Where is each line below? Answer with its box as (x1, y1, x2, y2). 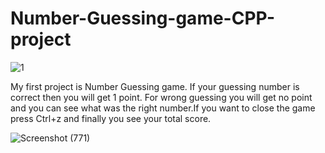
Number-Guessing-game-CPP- (10, 7, 276, 30)
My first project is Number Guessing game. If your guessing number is (10, 80, 300, 92)
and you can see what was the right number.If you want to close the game (10, 102, 316, 114)
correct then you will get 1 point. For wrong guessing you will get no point (10, 91, 313, 103)
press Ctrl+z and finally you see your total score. (10, 112, 212, 124)
